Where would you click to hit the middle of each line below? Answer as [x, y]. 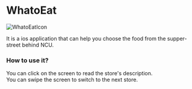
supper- [177, 38]
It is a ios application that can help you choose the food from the [86, 38]
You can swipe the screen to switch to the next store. [72, 80]
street [14, 45]
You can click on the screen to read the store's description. [79, 73]
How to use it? [28, 60]
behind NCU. [38, 45]
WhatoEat [32, 10]
